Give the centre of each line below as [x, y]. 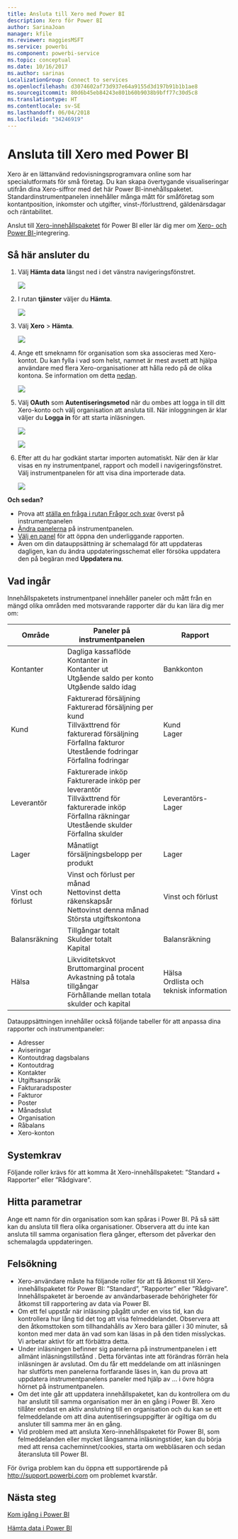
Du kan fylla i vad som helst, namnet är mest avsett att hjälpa [129, 360]
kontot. [28, 360]
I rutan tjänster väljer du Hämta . [64, 299]
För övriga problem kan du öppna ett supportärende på [88, 1467]
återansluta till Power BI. [53, 1454]
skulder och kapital [99, 1004]
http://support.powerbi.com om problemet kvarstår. [83, 1475]
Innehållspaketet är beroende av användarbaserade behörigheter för [118, 1296]
